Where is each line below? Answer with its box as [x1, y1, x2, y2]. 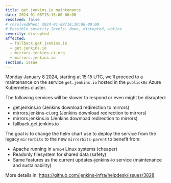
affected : [5, 36, 27, 41]
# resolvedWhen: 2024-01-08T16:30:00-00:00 [5, 21, 100, 27]
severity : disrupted [5, 31, 50, 36]
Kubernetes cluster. [5, 85, 46, 91]
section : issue [5, 60, 38, 65]
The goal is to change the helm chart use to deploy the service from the [5, 131, 156, 137]
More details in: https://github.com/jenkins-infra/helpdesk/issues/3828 [5, 172, 155, 178]
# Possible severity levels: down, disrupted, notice [5, 27, 123, 32]
